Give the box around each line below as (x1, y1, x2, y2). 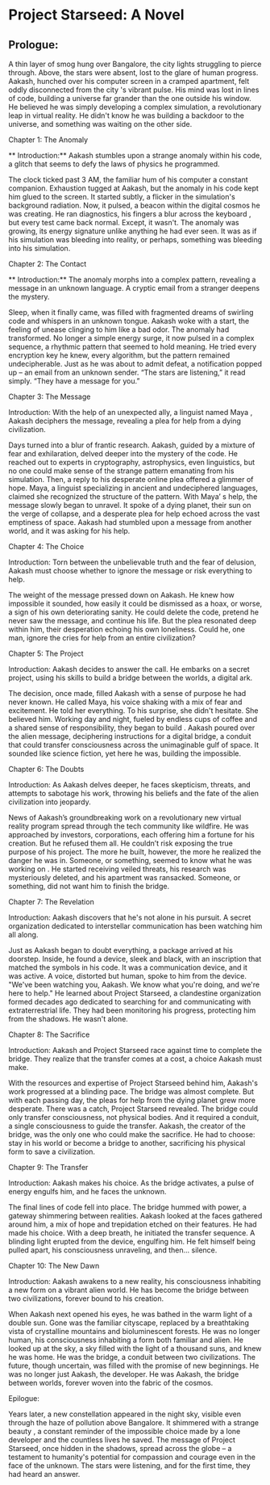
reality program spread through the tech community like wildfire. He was (8, 821, 249, 831)
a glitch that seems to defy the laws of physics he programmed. (8, 159, 220, 169)
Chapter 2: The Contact (8, 259, 87, 268)
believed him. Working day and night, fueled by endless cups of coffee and (8, 715, 258, 724)
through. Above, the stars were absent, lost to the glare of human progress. (8, 68, 259, 78)
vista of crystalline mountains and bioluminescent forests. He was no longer (8, 1327, 260, 1336)
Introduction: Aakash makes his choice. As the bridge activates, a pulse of (8, 1178, 255, 1188)
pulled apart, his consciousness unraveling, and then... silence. (8, 1245, 218, 1255)
